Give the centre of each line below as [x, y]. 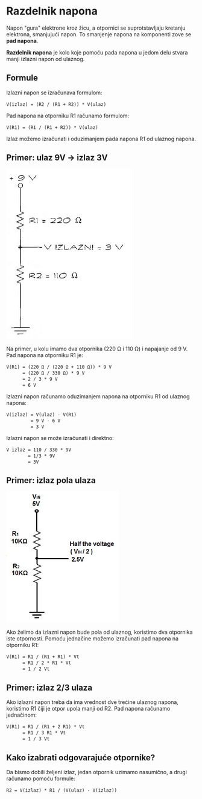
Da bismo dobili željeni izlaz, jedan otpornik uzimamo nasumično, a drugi [96, 772]
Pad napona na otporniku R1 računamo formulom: [68, 116]
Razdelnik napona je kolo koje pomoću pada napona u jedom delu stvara [97, 52]
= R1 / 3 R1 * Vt [44, 733]
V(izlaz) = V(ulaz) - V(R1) [42, 415]
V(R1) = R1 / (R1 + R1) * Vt [43, 657]
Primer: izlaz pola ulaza [51, 480]
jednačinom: [22, 715]
